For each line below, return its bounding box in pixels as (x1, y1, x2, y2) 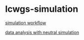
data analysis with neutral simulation (5, 29, 79, 35)
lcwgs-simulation (5, 3, 79, 15)
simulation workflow (5, 20, 46, 26)
